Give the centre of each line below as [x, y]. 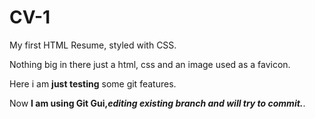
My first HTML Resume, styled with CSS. [93, 45]
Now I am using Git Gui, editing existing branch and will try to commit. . [157, 103]
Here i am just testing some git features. [93, 83]
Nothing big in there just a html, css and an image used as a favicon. [150, 64]
